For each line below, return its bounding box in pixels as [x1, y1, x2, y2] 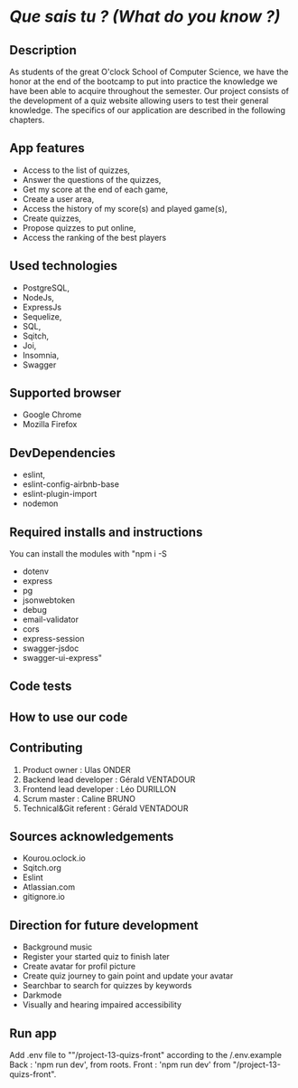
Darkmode [22, 989, 62, 1001]
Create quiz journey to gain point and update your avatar [22, 970, 234, 981]
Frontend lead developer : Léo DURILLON [22, 783, 177, 794]
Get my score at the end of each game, [22, 184, 169, 195]
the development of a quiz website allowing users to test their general [9, 95, 269, 106]
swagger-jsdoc [22, 643, 79, 654]
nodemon [22, 498, 59, 509]
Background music [22, 941, 93, 952]
